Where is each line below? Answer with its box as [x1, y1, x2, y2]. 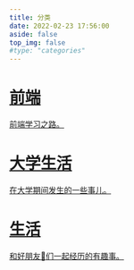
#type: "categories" [9, 46, 87, 55]
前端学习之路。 [9, 119, 64, 130]
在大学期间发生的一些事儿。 [9, 185, 112, 195]
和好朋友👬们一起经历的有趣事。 [9, 250, 125, 261]
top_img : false [9, 38, 66, 47]
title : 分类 [9, 13, 51, 22]
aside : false [9, 30, 58, 38]
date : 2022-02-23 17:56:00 [9, 21, 110, 30]
